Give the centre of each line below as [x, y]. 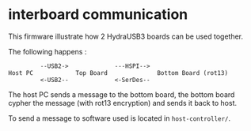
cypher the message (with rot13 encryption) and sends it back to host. [123, 103]
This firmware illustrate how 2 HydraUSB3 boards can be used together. [126, 36]
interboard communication [98, 15]
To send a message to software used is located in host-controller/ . [120, 118]
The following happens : [48, 51]
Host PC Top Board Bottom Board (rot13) [118, 73]
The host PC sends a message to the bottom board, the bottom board [122, 94]
